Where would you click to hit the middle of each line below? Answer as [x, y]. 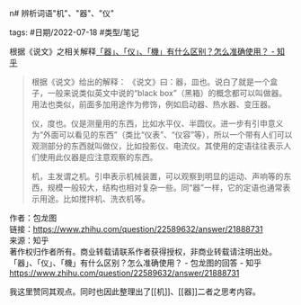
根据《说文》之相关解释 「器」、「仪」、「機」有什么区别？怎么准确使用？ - [142, 51]
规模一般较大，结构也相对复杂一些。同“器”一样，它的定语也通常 [165, 188]
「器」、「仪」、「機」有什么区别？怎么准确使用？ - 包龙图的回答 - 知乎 [136, 263]
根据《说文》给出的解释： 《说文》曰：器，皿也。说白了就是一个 [150, 82]
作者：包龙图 [33, 218]
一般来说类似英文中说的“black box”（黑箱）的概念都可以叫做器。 [167, 93]
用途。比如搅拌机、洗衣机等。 [94, 199]
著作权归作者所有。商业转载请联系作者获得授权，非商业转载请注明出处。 [143, 251]
